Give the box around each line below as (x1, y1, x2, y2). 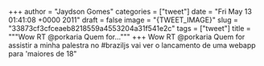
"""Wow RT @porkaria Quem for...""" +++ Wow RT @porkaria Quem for (8, 32, 245, 41)
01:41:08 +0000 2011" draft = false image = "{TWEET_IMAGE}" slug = (8, 15, 239, 25)
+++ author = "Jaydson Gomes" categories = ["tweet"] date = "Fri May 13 (8, 7, 252, 16)
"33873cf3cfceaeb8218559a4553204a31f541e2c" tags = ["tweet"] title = (8, 24, 251, 33)
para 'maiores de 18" (8, 49, 77, 58)
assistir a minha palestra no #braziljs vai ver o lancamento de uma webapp (8, 41, 256, 50)
